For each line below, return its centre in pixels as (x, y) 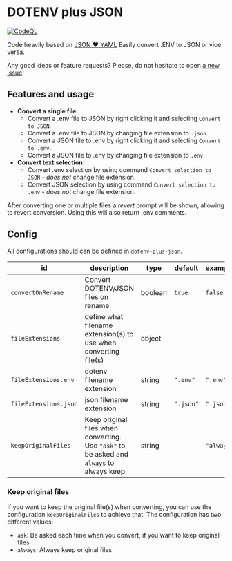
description (109, 268)
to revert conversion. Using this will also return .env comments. (97, 212)
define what (104, 316)
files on (97, 296)
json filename (106, 399)
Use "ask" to (105, 445)
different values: (30, 522)
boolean (154, 292)
